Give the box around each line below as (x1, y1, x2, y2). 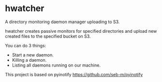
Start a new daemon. (12, 52, 54, 58)
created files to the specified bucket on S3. (5, 33, 91, 39)
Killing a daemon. (12, 57, 47, 63)
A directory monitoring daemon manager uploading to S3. (5, 19, 120, 25)
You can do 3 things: (5, 42, 46, 48)
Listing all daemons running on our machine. (12, 62, 101, 68)
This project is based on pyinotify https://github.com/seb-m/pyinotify (5, 71, 143, 77)
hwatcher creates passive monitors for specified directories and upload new (5, 28, 157, 34)
